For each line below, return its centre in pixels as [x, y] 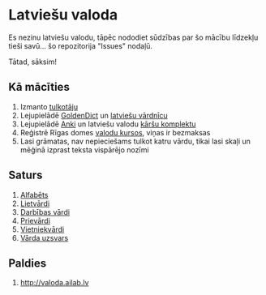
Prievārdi [35, 220]
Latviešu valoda [63, 15]
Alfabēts [34, 195]
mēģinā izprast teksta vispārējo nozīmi [84, 150]
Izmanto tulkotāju [49, 106]
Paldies [28, 263]
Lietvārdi [35, 203]
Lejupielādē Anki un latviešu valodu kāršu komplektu [108, 124]
